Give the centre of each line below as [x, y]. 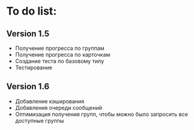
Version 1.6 [28, 87]
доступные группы [40, 120]
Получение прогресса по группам [60, 48]
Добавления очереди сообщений [58, 108]
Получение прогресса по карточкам [63, 55]
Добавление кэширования [50, 101]
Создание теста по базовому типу [60, 61]
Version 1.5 [28, 34]
